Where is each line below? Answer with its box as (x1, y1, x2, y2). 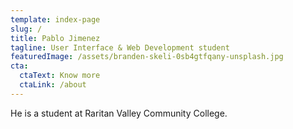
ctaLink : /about (19, 80, 87, 90)
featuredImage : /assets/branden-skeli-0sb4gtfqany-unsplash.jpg (10, 52, 284, 62)
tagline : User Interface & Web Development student (10, 42, 230, 53)
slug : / (10, 24, 43, 34)
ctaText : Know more (19, 71, 101, 81)
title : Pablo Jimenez (10, 33, 101, 43)
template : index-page (10, 14, 101, 25)
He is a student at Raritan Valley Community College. (10, 107, 228, 119)
